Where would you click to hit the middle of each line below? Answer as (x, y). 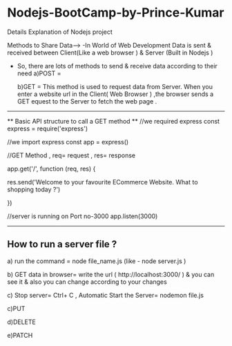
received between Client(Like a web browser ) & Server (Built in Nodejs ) (110, 52)
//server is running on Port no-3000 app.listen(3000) (83, 216)
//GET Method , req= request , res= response (71, 155)
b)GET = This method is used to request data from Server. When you (115, 86)
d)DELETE (21, 322)
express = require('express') (48, 128)
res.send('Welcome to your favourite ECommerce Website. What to (103, 182)
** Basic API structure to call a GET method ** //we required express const (113, 121)
